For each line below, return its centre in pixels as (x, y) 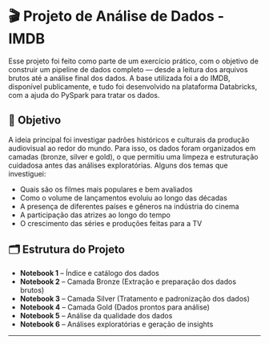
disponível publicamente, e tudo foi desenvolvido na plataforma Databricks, (133, 87)
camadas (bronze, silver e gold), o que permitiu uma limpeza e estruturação (133, 156)
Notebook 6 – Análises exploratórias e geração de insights (116, 324)
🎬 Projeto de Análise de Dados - (116, 16)
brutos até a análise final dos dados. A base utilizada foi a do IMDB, (119, 78)
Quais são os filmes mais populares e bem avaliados (106, 189)
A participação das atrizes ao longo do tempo (95, 215)
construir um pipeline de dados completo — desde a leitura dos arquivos (128, 69)
